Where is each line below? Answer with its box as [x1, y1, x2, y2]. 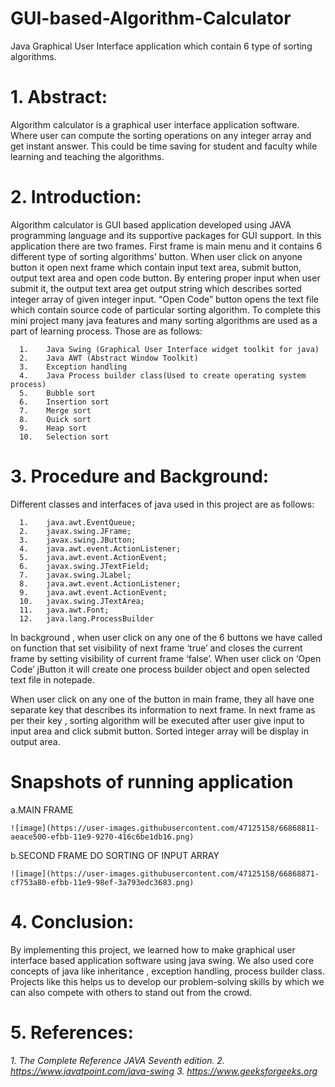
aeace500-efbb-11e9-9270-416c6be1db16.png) [10, 832, 195, 842]
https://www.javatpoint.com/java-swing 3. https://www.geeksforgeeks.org [10, 1065, 318, 1077]
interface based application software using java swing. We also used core [10, 954, 315, 966]
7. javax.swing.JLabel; [19, 570, 132, 580]
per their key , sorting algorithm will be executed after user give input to [10, 714, 305, 726]
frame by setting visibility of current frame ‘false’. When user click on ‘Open [10, 652, 322, 664]
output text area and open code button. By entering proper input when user [10, 272, 321, 284]
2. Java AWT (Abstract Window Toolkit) [19, 353, 199, 363]
